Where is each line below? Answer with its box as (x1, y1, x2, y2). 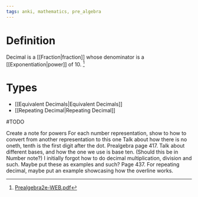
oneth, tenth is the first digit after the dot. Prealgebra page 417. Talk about (6, 142, 185, 149)
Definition (6, 34, 56, 47)
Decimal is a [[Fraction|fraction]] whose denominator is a (6, 54, 144, 61)
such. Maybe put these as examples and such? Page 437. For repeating (6, 161, 180, 168)
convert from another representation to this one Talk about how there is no (6, 136, 187, 143)
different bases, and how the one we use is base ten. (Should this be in (6, 148, 179, 156)
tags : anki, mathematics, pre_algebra (6, 8, 101, 15)
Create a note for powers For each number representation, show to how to (6, 130, 187, 137)
